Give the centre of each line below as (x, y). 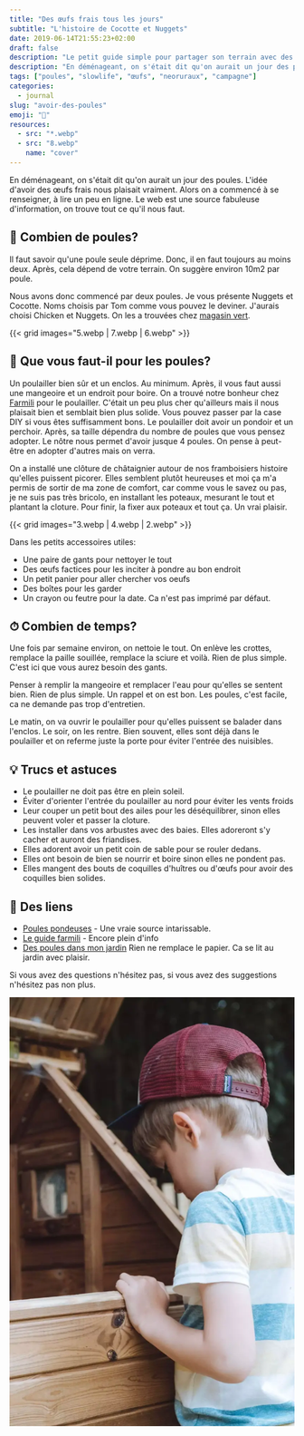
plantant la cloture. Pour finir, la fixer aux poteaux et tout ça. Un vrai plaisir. (148, 507)
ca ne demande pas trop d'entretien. (77, 704)
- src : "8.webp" (48, 144)
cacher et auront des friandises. (82, 839)
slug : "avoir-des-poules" (58, 105)
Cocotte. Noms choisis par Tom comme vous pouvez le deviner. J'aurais (144, 306)
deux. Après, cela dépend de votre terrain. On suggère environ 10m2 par (145, 268)
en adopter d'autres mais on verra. (90, 451)
